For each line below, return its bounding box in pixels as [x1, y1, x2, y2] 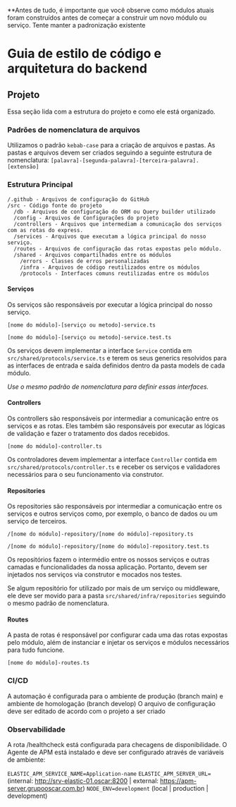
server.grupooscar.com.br [7, 784, 83, 792]
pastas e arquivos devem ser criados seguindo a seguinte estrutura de [7, 148, 213, 157]
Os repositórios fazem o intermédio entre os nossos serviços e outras [7, 555, 210, 564]
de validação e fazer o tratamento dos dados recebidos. [7, 430, 170, 437]
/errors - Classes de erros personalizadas [20, 257, 150, 265]
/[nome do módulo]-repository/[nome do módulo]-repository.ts [7, 530, 194, 538]
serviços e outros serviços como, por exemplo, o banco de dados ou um [7, 509, 218, 518]
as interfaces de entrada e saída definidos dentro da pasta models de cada [7, 361, 225, 370]
